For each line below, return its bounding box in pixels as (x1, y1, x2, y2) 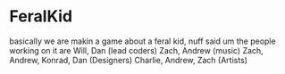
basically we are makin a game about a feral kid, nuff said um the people (9, 36, 276, 46)
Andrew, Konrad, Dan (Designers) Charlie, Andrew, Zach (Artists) (9, 54, 248, 65)
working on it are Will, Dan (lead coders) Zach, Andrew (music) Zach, (9, 45, 264, 55)
